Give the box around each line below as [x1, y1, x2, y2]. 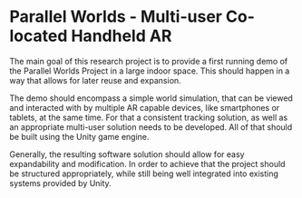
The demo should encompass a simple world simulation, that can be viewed [9, 93, 293, 104]
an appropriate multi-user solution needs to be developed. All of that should [9, 121, 293, 133]
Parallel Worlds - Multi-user [9, 6, 222, 27]
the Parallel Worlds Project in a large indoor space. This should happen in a [9, 65, 290, 76]
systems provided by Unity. [9, 177, 112, 188]
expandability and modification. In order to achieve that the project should [9, 158, 286, 169]
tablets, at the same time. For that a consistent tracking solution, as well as [9, 112, 288, 123]
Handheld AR [71, 25, 172, 46]
